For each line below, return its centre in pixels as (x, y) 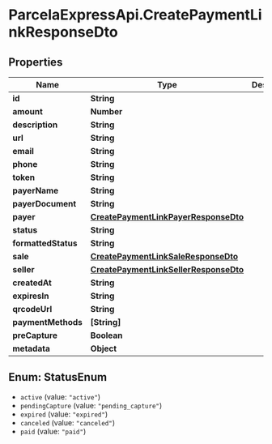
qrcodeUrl (32, 309)
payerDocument (45, 204)
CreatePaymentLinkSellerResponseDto (167, 269)
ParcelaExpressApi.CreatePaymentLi (135, 15)
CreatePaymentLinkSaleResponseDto (164, 256)
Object (104, 348)
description (35, 125)
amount (28, 111)
